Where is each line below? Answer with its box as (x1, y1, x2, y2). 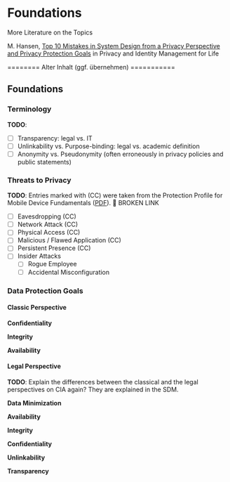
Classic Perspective (7, 304, 67, 312)
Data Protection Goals (7, 286, 83, 296)
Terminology (7, 104, 52, 114)
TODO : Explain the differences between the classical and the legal (7, 377, 198, 386)
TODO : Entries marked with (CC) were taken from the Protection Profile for (7, 191, 223, 200)
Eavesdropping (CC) (17, 212, 76, 221)
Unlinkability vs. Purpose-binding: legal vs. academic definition (17, 142, 200, 150)
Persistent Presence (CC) (17, 244, 91, 252)
